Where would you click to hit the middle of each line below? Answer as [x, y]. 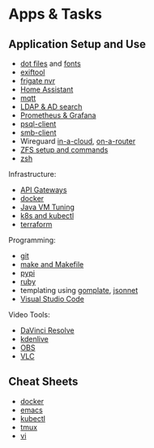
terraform [36, 224]
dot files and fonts [50, 63]
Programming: [32, 240]
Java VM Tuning [47, 207]
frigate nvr [37, 81]
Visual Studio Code [52, 299]
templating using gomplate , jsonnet [79, 290]
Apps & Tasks [56, 14]
